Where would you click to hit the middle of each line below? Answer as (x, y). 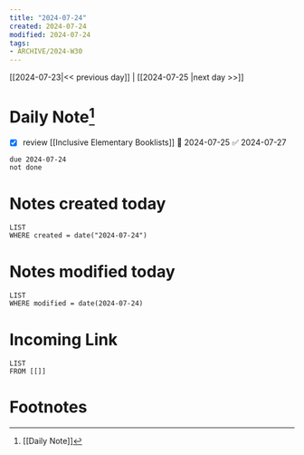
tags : (19, 43)
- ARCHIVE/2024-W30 (46, 52)
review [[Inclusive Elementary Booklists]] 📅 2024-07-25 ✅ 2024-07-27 (154, 142)
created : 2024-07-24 (48, 26)
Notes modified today (92, 271)
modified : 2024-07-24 (50, 34)
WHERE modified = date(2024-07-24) (76, 304)
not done (26, 168)
